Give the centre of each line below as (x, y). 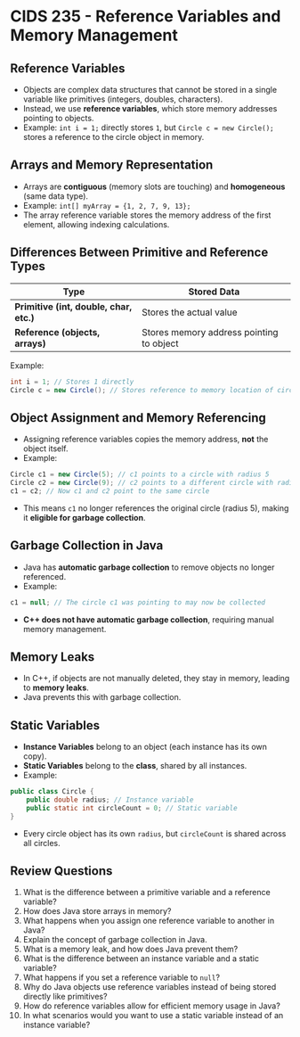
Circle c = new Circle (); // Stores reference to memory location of (142, 390)
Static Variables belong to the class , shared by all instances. (135, 766)
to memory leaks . (56, 687)
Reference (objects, (57, 332)
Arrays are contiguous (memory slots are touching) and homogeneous (154, 186)
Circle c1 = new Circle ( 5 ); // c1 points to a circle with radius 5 (140, 474)
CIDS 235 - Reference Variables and (146, 16)
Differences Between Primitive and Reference (139, 253)
